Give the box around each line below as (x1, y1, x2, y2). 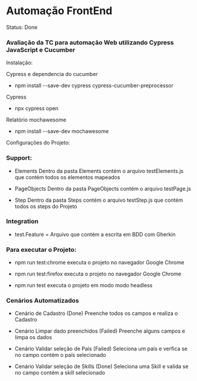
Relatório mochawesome (6, 116, 67, 123)
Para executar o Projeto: (6, 245, 77, 254)
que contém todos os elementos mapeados (14, 173, 120, 180)
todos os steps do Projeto (14, 202, 78, 210)
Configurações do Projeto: (6, 139, 71, 146)
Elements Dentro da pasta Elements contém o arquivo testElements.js (14, 167, 184, 175)
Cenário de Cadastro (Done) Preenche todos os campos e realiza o (14, 310, 178, 317)
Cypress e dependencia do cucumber (6, 71, 98, 78)
